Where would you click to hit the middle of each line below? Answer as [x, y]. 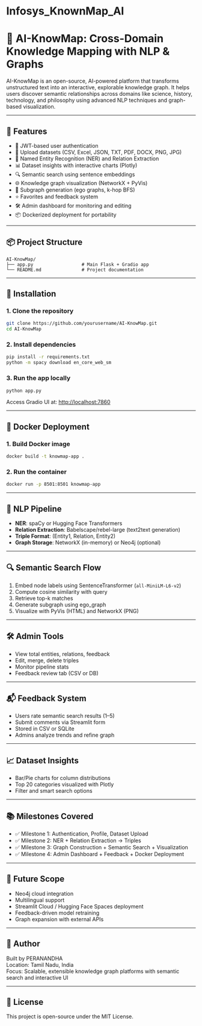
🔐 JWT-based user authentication [57, 145]
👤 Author [23, 944]
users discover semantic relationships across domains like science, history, [99, 94]
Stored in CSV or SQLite [44, 729]
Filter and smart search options [54, 791]
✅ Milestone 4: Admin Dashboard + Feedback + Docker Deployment [99, 854]
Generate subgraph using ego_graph [60, 605]
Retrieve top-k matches [44, 598]
